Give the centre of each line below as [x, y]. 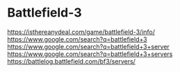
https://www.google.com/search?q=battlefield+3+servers [90, 54]
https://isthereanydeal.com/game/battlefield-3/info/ [81, 32]
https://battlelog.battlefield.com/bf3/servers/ [71, 61]
